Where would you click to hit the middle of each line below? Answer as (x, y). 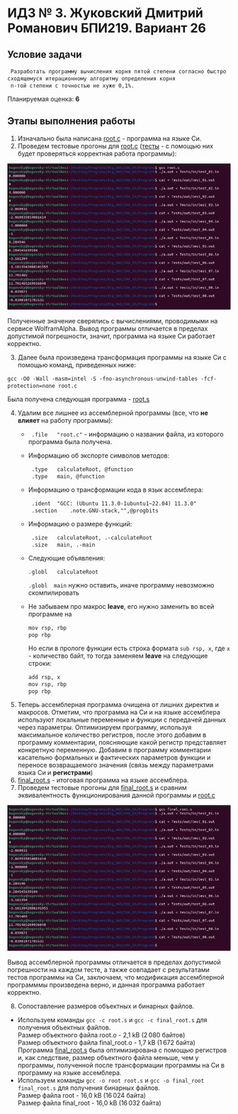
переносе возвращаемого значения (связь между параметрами (115, 764)
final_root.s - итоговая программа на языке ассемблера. (103, 780)
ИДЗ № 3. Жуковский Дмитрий (106, 13)
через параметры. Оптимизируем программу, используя (104, 727)
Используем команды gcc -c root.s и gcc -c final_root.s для (112, 1020)
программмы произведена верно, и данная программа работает (106, 985)
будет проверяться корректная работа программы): (97, 153)
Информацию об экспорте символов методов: (99, 455)
